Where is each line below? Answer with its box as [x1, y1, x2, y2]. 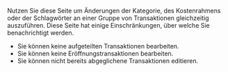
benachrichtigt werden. [7, 28, 74, 37]
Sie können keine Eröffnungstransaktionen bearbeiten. [17, 49, 174, 57]
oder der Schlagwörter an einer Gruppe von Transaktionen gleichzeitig [7, 14, 210, 22]
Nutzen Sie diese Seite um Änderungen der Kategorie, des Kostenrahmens [7, 7, 221, 15]
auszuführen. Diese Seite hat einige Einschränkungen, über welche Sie [7, 21, 210, 29]
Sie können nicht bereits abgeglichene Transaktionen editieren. [17, 57, 199, 65]
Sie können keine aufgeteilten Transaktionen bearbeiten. [17, 42, 179, 50]
